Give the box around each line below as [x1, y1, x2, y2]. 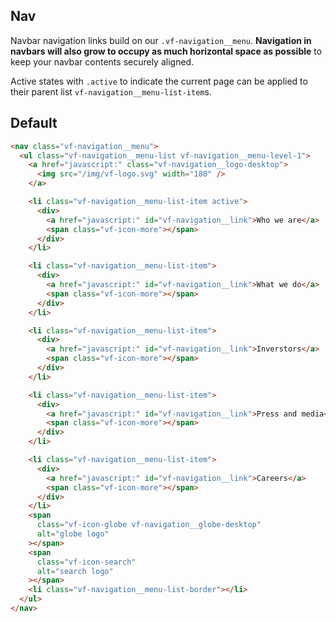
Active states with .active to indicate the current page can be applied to [10, 75, 308, 87]
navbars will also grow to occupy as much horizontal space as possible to [10, 45, 323, 57]
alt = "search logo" [36, 566, 114, 576]
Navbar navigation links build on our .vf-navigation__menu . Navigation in [10, 34, 312, 46]
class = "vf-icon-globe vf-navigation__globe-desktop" [36, 520, 262, 530]
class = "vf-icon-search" [36, 557, 137, 567]
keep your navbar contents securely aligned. [10, 55, 195, 68]
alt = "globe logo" [36, 529, 110, 539]
